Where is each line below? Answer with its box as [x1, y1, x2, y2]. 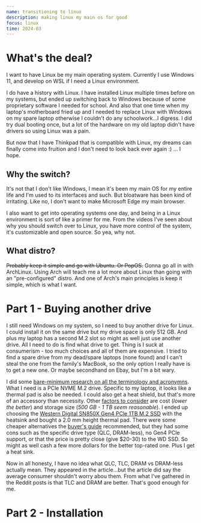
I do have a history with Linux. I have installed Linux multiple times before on [6, 89, 195, 97]
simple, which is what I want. [6, 281, 78, 288]
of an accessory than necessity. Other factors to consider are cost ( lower [6, 397, 187, 404]
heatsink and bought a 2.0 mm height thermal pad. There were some [6, 416, 176, 423]
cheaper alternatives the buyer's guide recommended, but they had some [6, 422, 189, 429]
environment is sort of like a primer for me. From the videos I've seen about [6, 216, 193, 223]
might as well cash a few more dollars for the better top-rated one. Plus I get [6, 441, 195, 449]
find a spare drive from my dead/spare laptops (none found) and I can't [6, 353, 182, 360]
